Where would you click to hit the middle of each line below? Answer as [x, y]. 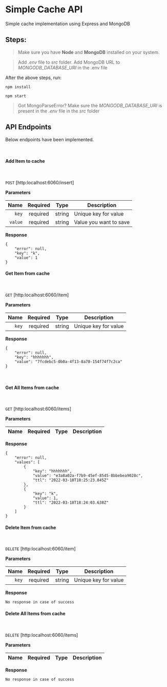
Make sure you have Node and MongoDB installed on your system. [89, 52]
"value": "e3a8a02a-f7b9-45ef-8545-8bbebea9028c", [88, 476]
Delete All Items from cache [35, 613]
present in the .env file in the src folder [59, 111]
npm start [16, 96]
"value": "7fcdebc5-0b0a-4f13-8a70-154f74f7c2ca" [69, 361]
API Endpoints [28, 127]
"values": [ [27, 462]
